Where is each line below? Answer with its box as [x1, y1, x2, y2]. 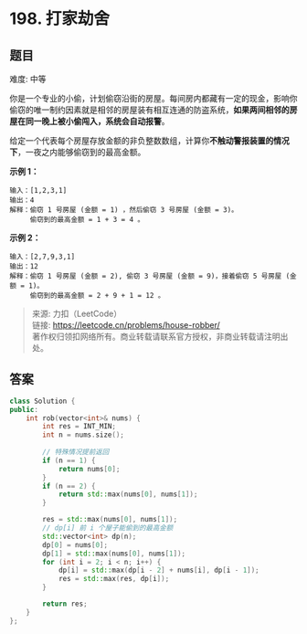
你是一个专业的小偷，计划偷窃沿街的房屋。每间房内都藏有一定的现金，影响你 [9, 93, 298, 103]
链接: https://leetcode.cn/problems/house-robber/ [31, 320, 221, 330]
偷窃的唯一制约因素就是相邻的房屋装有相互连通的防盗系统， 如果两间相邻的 [9, 104, 290, 115]
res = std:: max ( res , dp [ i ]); [58, 575, 170, 584]
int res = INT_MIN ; [42, 422, 117, 431]
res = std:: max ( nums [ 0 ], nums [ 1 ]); [42, 515, 178, 524]
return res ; [42, 599, 89, 608]
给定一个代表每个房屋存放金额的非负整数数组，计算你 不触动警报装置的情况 [9, 135, 290, 146]
